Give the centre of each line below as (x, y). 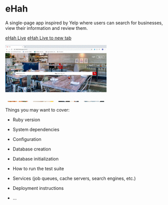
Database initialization (36, 159)
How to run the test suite (38, 168)
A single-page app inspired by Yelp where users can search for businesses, (84, 23)
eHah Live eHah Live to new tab (38, 38)
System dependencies (36, 129)
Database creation (32, 149)
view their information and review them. (47, 28)
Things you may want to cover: (37, 110)
